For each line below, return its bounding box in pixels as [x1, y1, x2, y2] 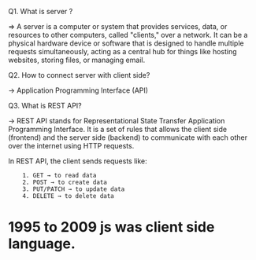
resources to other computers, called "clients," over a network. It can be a [8, 31, 248, 39]
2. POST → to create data [22, 178, 108, 186]
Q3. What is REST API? [8, 101, 83, 110]
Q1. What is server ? [8, 7, 73, 16]
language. [8, 235, 76, 253]
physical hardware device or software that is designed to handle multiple [8, 38, 244, 48]
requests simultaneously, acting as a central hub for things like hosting [8, 47, 238, 56]
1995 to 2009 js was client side [8, 218, 215, 236]
